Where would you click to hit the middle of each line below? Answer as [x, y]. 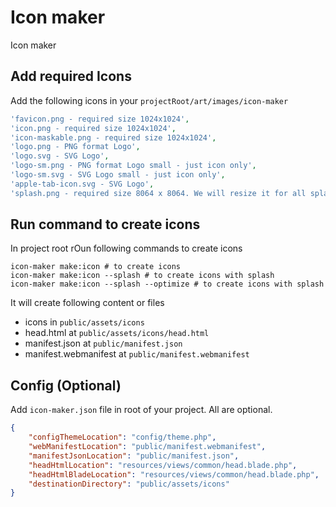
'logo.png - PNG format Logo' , [75, 147]
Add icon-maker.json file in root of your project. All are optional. [141, 410]
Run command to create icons [105, 224]
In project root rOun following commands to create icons [126, 248]
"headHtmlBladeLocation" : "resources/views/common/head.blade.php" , [174, 474]
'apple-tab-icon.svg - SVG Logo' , [82, 184]
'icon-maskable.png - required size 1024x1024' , [113, 137]
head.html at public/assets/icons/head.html [117, 333]
